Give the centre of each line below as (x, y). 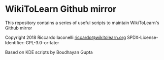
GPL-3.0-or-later (42, 42)
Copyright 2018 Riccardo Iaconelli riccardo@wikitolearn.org (66, 37)
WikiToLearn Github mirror (61, 9)
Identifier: (15, 42)
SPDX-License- (143, 37)
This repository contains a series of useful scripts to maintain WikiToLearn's (82, 23)
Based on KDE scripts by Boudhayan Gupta (49, 52)
